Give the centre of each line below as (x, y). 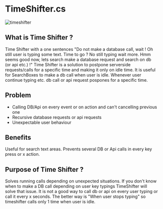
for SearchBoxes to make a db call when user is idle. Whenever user (73, 75)
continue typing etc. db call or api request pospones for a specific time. (76, 80)
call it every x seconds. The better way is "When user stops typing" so (75, 196)
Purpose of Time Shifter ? (44, 170)
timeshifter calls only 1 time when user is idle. (50, 202)
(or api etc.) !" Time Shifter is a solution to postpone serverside (68, 64)
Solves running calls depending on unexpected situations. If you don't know (81, 181)
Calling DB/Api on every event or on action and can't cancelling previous (84, 107)
